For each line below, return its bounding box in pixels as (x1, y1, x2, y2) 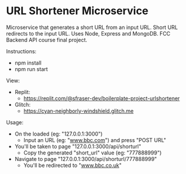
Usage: (6, 118, 24, 125)
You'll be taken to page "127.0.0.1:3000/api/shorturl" (14, 143, 142, 150)
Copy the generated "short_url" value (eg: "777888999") (23, 149, 162, 156)
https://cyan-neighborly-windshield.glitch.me (23, 107, 134, 114)
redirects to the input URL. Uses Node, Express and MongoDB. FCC (6, 30, 171, 37)
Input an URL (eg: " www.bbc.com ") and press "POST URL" (23, 136, 167, 143)
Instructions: (6, 47, 37, 54)
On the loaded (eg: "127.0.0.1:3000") (14, 130, 103, 137)
